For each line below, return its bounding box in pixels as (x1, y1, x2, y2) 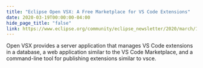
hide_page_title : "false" (6, 20, 71, 26)
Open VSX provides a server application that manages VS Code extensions (6, 42, 193, 49)
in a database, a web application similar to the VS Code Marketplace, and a (6, 49, 193, 56)
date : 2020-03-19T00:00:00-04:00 (6, 14, 91, 20)
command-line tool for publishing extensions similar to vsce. (6, 55, 156, 62)
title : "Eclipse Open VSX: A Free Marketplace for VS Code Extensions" (6, 8, 190, 15)
